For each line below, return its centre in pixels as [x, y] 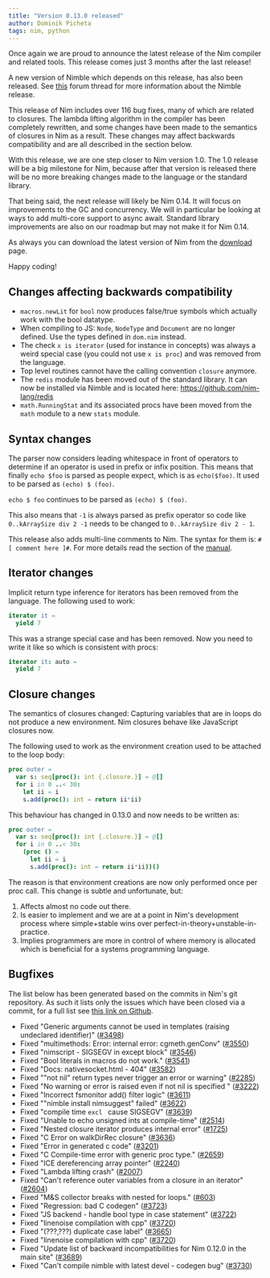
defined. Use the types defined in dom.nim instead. [103, 337]
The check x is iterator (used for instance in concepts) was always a [137, 346]
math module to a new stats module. [80, 414]
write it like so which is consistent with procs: [84, 647]
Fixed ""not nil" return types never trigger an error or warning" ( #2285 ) [137, 1077]
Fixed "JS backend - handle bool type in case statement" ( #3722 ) [128, 1214]
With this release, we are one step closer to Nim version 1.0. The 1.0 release [133, 160]
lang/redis [37, 397]
